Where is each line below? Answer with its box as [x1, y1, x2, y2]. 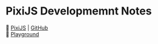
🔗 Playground [5, 30, 39, 37]
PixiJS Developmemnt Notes [5, 4, 152, 18]
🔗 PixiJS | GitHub [5, 24, 48, 31]
